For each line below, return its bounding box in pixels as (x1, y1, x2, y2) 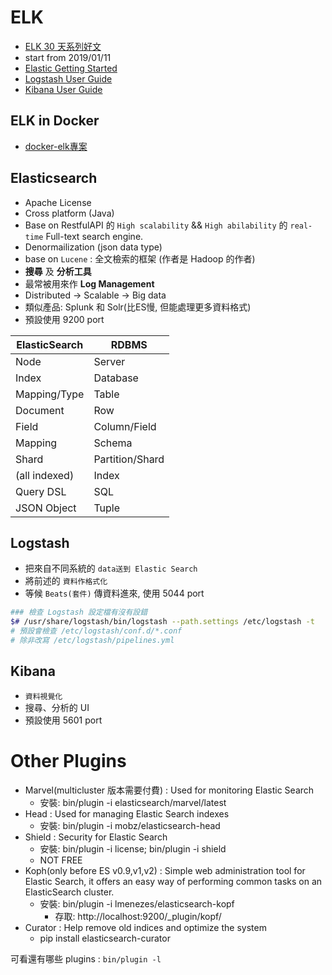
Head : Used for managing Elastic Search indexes (24, 807, 230, 820)
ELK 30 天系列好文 (24, 40, 102, 52)
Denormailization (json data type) (24, 241, 163, 253)
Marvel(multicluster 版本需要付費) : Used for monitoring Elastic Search (24, 784, 315, 796)
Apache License (24, 196, 92, 208)
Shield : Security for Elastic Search (24, 831, 168, 843)
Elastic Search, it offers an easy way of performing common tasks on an (24, 875, 323, 887)
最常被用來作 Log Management (24, 277, 155, 290)
